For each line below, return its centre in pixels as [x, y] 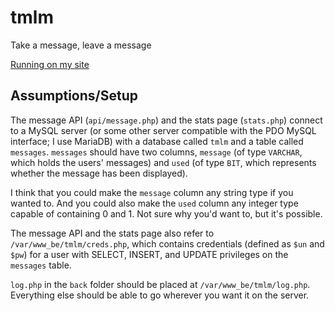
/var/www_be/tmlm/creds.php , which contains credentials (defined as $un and [167, 243]
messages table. [41, 265]
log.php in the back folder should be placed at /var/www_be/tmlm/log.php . [160, 284]
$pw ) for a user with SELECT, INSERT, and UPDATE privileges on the [149, 254]
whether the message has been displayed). [99, 173]
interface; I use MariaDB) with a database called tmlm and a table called [157, 141]
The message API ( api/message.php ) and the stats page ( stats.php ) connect [166, 120]
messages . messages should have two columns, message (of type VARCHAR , [156, 152]
